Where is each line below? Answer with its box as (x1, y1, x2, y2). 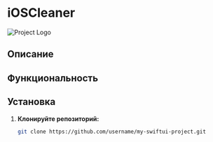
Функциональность (7, 72, 99, 84)
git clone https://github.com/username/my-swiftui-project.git (17, 128, 207, 135)
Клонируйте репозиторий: (17, 114, 99, 123)
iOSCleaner (7, 5, 76, 21)
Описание (7, 48, 54, 60)
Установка (7, 96, 56, 108)
